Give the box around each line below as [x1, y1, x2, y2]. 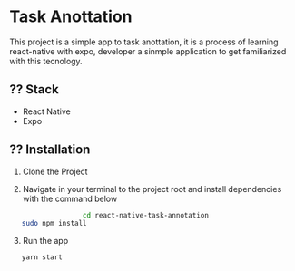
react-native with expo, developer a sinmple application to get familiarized [9, 45, 287, 56]
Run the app [22, 236, 69, 247]
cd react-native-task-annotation [82, 210, 209, 219]
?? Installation [9, 142, 91, 158]
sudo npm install [21, 219, 88, 228]
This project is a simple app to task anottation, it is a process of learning [9, 36, 279, 47]
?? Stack [9, 82, 59, 97]
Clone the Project [22, 166, 88, 177]
